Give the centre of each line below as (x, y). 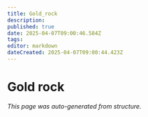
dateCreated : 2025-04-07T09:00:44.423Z (65, 53)
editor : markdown (32, 46)
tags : (15, 40)
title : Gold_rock (32, 14)
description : (26, 20)
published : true (31, 26)
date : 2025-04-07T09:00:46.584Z (54, 33)
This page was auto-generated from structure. (74, 106)
